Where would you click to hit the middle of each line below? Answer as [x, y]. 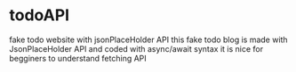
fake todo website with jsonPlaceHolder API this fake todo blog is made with [148, 40]
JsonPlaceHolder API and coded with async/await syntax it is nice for [136, 48]
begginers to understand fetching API [78, 58]
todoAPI [39, 15]
